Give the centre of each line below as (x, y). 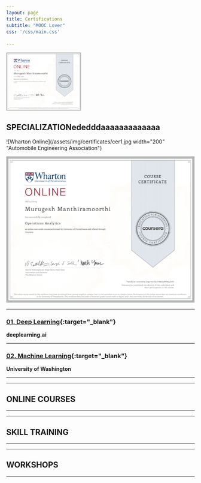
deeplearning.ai (26, 335)
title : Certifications (34, 19)
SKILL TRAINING (37, 432)
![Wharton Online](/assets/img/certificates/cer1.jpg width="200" (86, 142)
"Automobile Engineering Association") (54, 148)
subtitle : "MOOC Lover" (36, 25)
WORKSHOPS (32, 465)
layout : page (22, 13)
